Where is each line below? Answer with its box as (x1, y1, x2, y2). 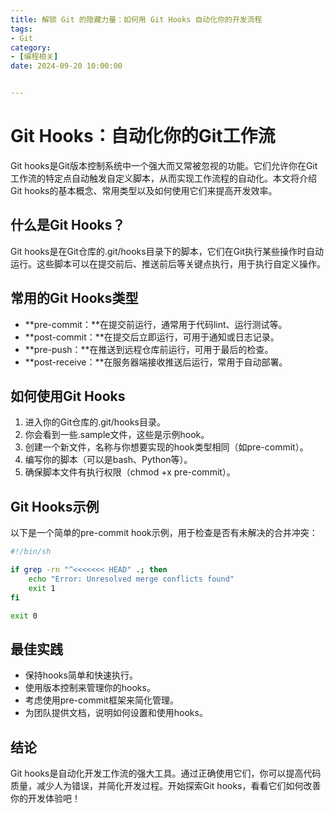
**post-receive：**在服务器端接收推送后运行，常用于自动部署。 (24, 356, 288, 368)
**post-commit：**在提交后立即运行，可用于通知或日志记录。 (24, 331, 280, 343)
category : (10, 42, 52, 53)
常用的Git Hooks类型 (10, 290, 139, 307)
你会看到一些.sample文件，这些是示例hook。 (24, 429, 210, 441)
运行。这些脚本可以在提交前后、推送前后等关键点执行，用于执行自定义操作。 (10, 257, 326, 270)
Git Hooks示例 (10, 498, 100, 515)
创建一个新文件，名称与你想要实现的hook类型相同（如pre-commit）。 (24, 441, 309, 453)
